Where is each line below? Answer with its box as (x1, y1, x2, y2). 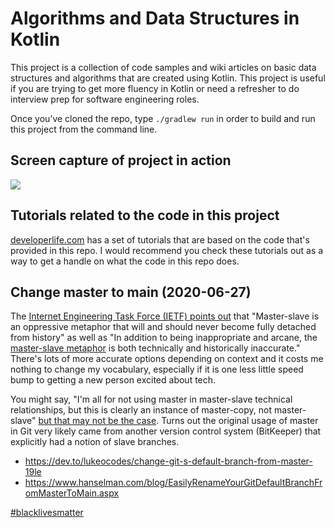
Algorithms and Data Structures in (10, 7, 300, 30)
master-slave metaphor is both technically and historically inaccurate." (10, 342, 301, 354)
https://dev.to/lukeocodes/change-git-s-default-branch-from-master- (24, 455, 313, 467)
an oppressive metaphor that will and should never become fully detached (10, 321, 317, 333)
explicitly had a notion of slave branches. (10, 436, 180, 448)
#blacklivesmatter (10, 507, 84, 519)
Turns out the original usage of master (161, 415, 319, 427)
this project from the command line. (10, 123, 158, 135)
